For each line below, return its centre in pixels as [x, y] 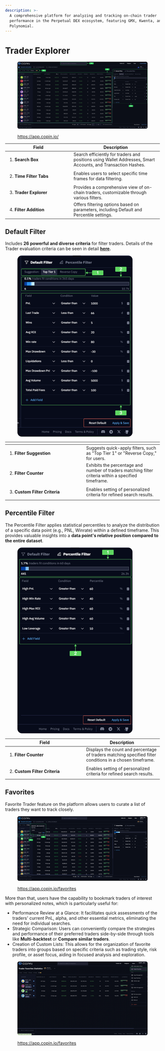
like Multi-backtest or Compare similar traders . [61, 939]
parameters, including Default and [108, 210]
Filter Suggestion [32, 453]
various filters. [88, 198]
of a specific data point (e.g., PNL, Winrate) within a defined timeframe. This [82, 530]
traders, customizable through [116, 192]
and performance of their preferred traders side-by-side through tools [83, 934]
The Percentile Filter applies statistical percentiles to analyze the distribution [82, 525]
